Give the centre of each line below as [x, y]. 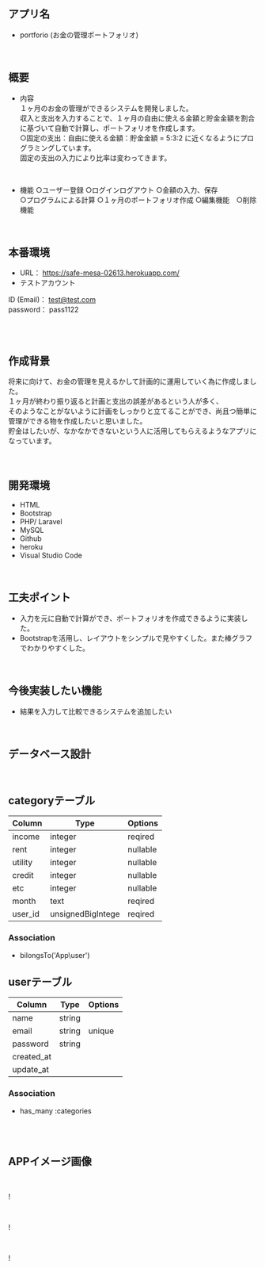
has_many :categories [56, 1111]
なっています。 [32, 441]
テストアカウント [47, 283]
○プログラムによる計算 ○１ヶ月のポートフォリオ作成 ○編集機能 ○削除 [138, 200]
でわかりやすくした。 [54, 648]
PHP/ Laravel [41, 522]
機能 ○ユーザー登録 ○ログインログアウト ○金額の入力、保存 [119, 190]
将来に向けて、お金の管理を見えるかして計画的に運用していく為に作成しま [129, 381]
